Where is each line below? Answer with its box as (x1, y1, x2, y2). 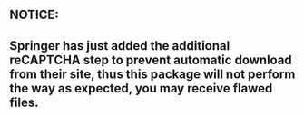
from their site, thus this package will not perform (9, 66, 296, 82)
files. (9, 94, 39, 110)
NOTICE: (9, 7, 59, 23)
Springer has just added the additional (9, 38, 230, 53)
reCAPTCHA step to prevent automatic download (9, 52, 292, 67)
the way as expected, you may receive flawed (9, 81, 273, 96)
